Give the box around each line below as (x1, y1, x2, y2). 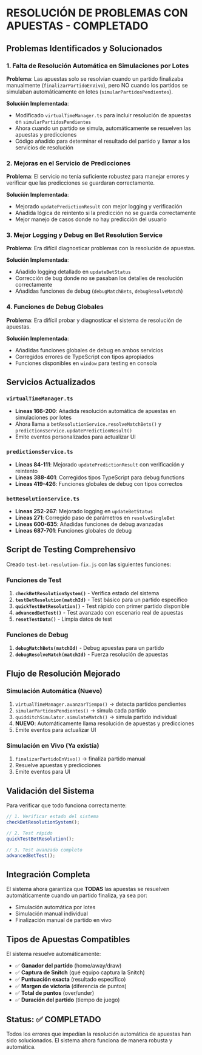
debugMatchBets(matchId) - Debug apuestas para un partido (15, 644, 164, 652)
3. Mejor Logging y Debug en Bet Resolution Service (6, 231, 163, 239)
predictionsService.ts (6, 448, 73, 456)
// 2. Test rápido (6, 830, 53, 836)
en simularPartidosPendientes (15, 118, 92, 125)
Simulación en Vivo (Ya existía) (6, 742, 99, 750)
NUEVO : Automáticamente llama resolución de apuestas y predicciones (15, 720, 195, 727)
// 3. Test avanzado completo (6, 847, 83, 853)
